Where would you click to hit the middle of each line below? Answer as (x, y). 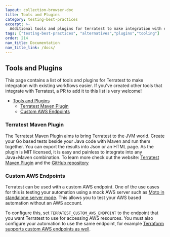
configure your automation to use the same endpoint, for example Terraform (85, 224)
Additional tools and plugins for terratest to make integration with (86, 29)
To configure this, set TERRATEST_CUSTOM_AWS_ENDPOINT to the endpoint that (82, 213)
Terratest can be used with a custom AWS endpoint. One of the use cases (82, 187)
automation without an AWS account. (44, 203)
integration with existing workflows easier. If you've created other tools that (84, 86)
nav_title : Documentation (32, 43)
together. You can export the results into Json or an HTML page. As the (80, 146)
